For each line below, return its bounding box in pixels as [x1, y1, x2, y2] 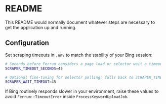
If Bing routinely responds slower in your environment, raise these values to [5, 88, 159, 94]
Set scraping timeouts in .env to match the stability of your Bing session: [5, 52, 153, 58]
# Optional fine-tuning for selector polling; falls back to [5, 75, 134, 80]
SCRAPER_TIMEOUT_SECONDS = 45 [5, 66, 63, 71]
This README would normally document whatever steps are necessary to [5, 19, 155, 25]
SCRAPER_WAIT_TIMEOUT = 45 [5, 79, 56, 84]
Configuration [5, 39, 49, 47]
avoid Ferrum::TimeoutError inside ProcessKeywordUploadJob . [5, 94, 128, 100]
